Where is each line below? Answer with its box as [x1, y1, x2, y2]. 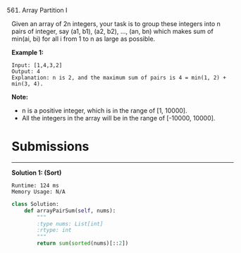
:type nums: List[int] [37, 220, 104, 228]
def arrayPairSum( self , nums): [24, 207, 116, 214]
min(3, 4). [11, 80, 44, 87]
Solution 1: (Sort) [11, 168, 62, 177]
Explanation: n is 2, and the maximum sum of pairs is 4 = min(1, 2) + [11, 74, 226, 81]
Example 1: [11, 49, 44, 56]
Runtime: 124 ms [11, 182, 59, 189]
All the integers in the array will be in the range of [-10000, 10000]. [21, 114, 216, 122]
